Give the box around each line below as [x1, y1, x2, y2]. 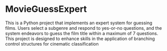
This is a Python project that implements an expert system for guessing [5, 20, 152, 26]
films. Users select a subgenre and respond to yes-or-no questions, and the [5, 25, 162, 31]
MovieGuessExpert [5, 3, 87, 15]
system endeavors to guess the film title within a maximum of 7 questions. [5, 30, 158, 36]
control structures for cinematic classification [5, 41, 99, 47]
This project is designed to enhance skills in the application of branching [5, 36, 155, 42]
